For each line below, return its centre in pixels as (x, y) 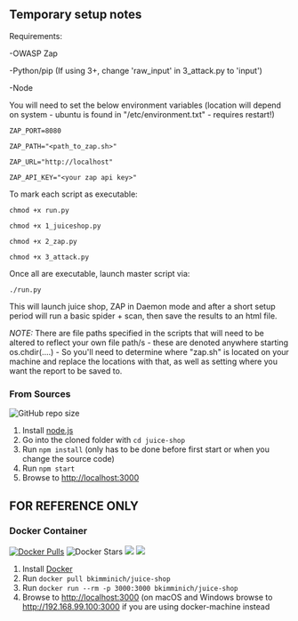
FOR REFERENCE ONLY (74, 506)
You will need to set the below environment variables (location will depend (145, 105)
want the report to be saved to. (66, 371)
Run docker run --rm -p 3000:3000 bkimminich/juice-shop (130, 587)
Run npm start (48, 468)
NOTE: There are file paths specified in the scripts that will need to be (137, 333)
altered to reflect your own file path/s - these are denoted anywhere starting (149, 343)
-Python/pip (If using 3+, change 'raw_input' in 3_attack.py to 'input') (136, 70)
